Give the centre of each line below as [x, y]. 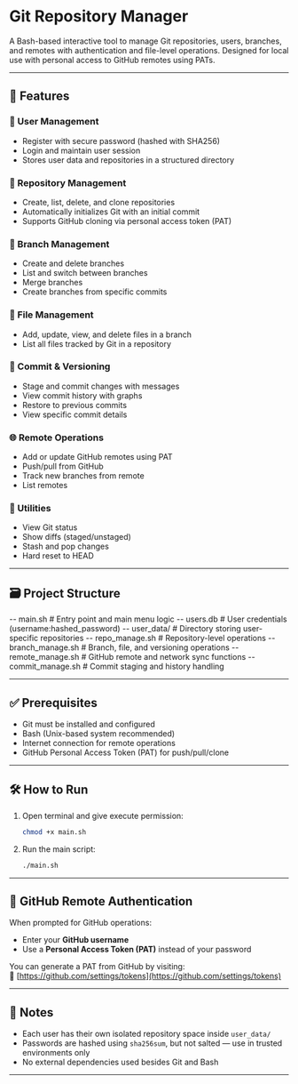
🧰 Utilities [30, 509]
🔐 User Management [54, 122]
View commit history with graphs [82, 395]
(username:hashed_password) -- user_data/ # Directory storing [125, 629]
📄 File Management [52, 315]
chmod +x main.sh [54, 832]
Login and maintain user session [81, 150]
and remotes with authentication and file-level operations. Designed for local [149, 50]
